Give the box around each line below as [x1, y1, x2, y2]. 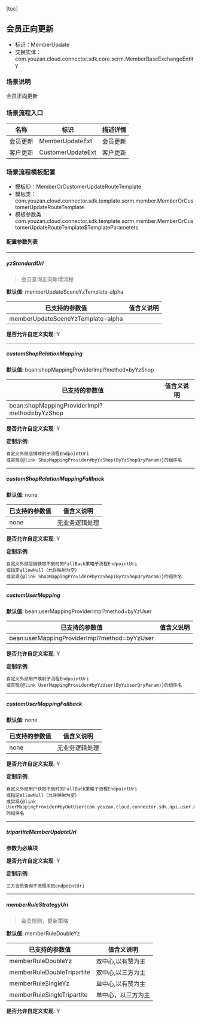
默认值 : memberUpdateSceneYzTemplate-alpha [6, 288, 124, 295]
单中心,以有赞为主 [96, 979, 146, 988]
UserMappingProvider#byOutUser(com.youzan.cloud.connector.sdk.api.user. [6, 804, 194, 810]
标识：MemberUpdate [14, 41, 70, 48]
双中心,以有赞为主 [96, 957, 146, 965]
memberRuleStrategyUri [6, 901, 69, 909]
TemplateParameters [87, 224, 139, 231]
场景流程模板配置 [6, 168, 56, 176]
